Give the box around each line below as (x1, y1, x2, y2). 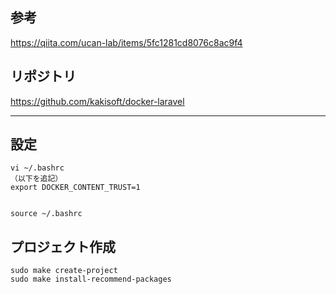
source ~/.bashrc (10, 209, 83, 219)
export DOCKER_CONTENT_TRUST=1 (10, 183, 141, 193)
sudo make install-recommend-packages (10, 274, 172, 285)
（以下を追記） (10, 174, 63, 184)
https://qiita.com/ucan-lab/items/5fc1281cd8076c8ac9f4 (10, 36, 243, 48)
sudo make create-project (10, 266, 118, 276)
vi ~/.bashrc (10, 163, 65, 173)
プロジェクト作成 (10, 238, 116, 255)
